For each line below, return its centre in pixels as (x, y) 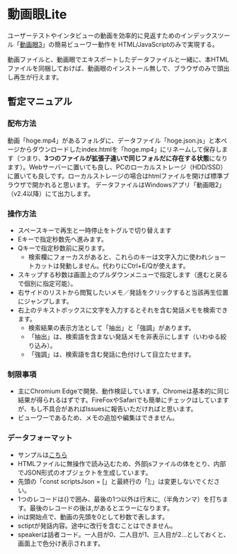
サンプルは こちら (42, 455)
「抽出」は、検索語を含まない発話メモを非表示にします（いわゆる (124, 337)
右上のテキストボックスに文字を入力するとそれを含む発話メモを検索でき (123, 310)
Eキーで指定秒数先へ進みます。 (62, 239)
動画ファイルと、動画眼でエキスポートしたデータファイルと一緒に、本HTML (118, 59)
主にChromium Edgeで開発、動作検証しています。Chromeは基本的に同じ (123, 391)
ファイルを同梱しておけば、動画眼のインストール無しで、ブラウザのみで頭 (115, 68)
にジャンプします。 (45, 301)
